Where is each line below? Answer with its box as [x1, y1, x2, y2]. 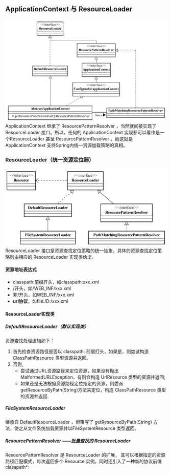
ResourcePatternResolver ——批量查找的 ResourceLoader [5, 438, 131, 444]
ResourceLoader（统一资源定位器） [5, 156, 94, 163]
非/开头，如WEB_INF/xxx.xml [12, 292, 74, 298]
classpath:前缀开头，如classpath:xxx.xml [12, 279, 100, 285]
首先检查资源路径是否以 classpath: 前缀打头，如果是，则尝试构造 [12, 348, 149, 355]
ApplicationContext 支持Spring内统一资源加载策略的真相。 [5, 142, 128, 149]
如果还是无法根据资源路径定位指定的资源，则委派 [20, 380, 124, 386]
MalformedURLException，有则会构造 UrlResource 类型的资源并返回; [20, 374, 166, 380]
